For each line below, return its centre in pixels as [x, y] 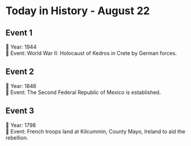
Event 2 [20, 72]
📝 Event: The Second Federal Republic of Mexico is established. [83, 92]
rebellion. [17, 138]
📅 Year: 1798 [21, 125]
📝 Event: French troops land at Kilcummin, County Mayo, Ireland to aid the [96, 131]
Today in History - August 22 [78, 11]
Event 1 [19, 33]
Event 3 [20, 111]
